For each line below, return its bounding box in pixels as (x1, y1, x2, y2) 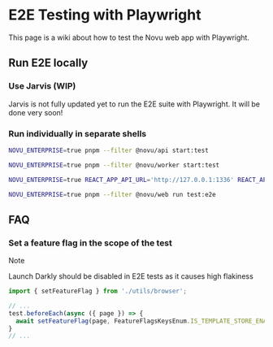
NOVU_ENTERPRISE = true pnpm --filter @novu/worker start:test (8, 161, 220, 169)
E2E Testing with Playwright (8, 6, 201, 24)
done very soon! (8, 107, 63, 117)
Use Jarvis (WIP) (8, 80, 76, 92)
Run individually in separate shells (8, 128, 147, 139)
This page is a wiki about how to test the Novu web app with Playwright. (8, 33, 250, 42)
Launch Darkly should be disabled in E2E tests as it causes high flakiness (8, 271, 253, 281)
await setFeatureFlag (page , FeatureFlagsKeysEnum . (15, 317, 191, 325)
